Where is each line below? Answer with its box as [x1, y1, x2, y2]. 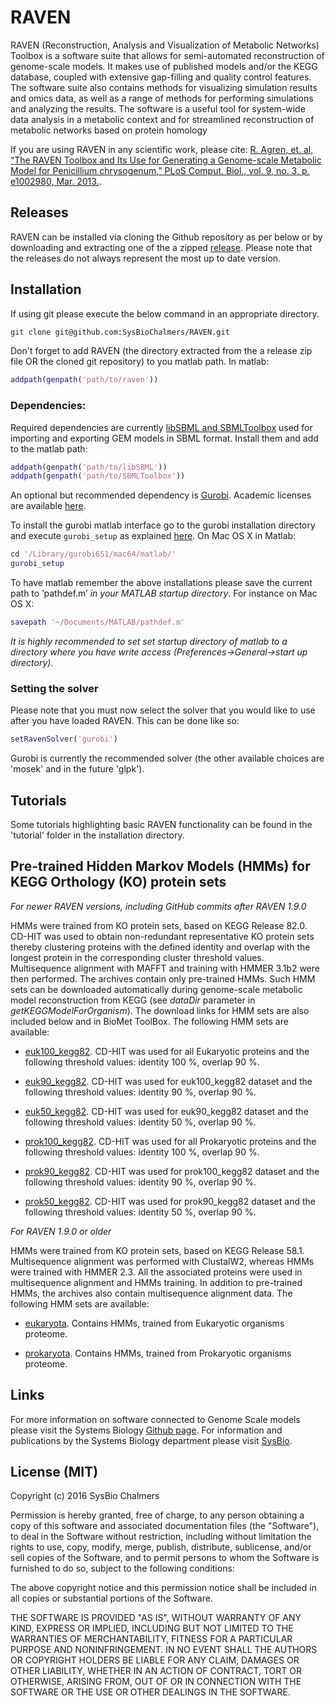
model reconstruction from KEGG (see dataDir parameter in [10, 994, 256, 1006]
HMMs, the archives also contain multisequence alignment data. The [10, 1287, 293, 1299]
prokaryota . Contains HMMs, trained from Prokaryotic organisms [24, 1347, 292, 1359]
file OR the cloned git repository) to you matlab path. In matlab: [10, 356, 270, 368]
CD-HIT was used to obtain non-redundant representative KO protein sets [10, 930, 315, 942]
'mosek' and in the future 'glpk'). [10, 763, 145, 775]
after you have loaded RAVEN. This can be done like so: [10, 715, 240, 727]
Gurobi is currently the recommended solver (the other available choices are [10, 752, 325, 765]
